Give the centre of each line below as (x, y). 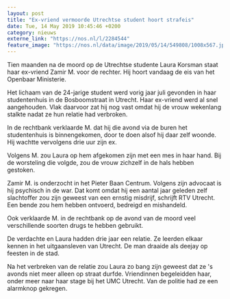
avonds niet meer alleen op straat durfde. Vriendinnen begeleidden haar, (110, 274)
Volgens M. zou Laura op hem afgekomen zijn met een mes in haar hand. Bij (114, 155)
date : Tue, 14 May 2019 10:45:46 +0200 (64, 26)
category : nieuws (32, 32)
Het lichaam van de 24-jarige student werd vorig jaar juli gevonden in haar (112, 92)
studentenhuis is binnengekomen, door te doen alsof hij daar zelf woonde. (112, 135)
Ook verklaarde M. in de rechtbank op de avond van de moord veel (102, 218)
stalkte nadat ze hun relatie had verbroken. (67, 114)
